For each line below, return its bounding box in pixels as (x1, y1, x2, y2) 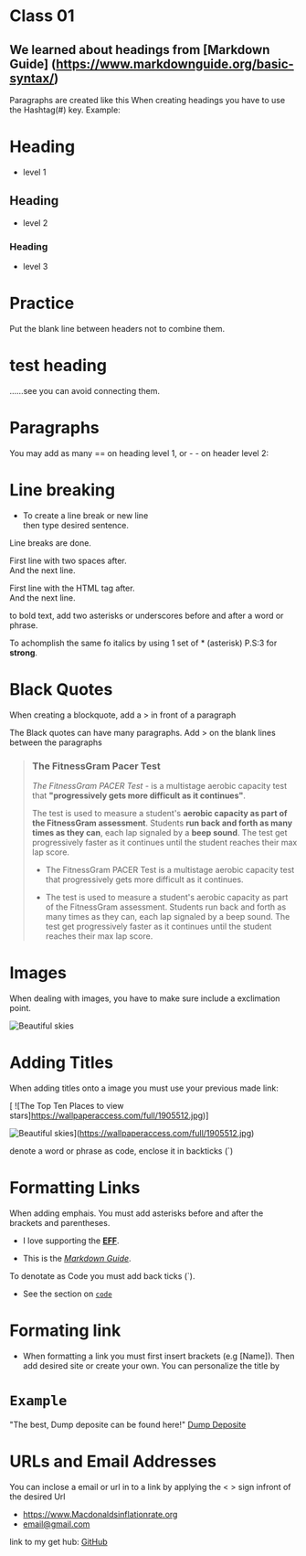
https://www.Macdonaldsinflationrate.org (22, 1508, 178, 1519)
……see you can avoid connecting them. (9, 385, 160, 396)
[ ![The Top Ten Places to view (9, 1100, 124, 1111)
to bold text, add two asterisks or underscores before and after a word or (9, 610, 284, 621)
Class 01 (9, 5, 75, 27)
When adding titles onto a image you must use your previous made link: (9, 1082, 279, 1093)
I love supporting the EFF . (22, 1235, 121, 1246)
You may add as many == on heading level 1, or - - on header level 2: (9, 447, 269, 458)
